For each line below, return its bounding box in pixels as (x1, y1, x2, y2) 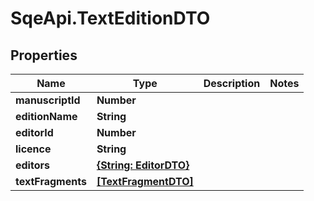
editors (15, 158, 50, 172)
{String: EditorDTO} (96, 158, 190, 172)
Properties (10, 47, 78, 64)
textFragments (15, 175, 87, 188)
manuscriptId (15, 93, 81, 107)
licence (15, 142, 52, 156)
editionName (15, 110, 78, 123)
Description (203, 77, 261, 90)
